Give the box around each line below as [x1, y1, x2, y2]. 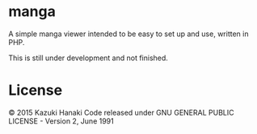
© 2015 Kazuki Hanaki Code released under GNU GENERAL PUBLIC [8, 108, 234, 117]
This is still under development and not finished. [8, 53, 168, 63]
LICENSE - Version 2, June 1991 [8, 116, 115, 126]
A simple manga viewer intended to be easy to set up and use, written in [8, 29, 249, 39]
